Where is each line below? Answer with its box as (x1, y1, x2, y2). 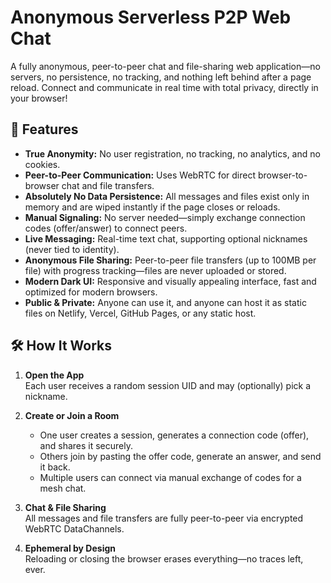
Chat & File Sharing (24, 501, 107, 513)
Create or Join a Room (24, 409, 120, 421)
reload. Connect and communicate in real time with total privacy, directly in (10, 81, 319, 93)
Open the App (24, 369, 85, 381)
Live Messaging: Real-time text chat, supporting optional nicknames (24, 232, 308, 245)
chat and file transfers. (61, 179, 155, 191)
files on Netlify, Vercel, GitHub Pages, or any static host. (24, 307, 257, 319)
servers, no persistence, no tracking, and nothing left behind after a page (10, 71, 312, 83)
